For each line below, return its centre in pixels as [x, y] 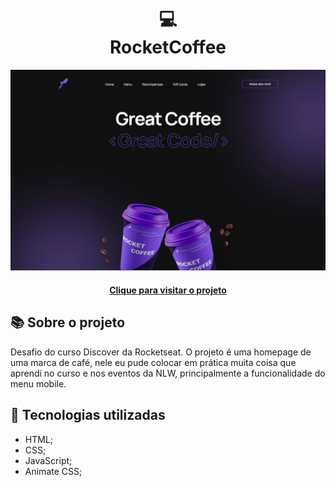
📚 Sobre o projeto [68, 322]
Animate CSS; [53, 471]
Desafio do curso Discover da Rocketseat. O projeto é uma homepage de [161, 352]
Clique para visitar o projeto [168, 290]
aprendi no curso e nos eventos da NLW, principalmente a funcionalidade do [168, 373]
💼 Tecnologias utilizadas [88, 415]
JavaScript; [48, 460]
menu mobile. [38, 383]
